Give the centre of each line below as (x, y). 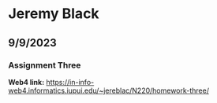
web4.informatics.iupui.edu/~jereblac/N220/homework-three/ (108, 90)
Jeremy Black (54, 14)
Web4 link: (26, 82)
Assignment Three (45, 65)
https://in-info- (70, 82)
